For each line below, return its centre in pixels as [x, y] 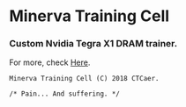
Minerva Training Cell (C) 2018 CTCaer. [85, 79]
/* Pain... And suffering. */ [65, 94]
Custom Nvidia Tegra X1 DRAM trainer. [93, 44]
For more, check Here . [50, 62]
